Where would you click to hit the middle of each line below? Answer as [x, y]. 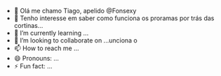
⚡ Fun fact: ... [33, 66]
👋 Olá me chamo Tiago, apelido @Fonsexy [75, 11]
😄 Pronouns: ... [36, 58]
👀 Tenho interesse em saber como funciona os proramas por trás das [114, 18]
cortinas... [28, 25]
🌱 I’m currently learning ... [51, 33]
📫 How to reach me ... [46, 48]
